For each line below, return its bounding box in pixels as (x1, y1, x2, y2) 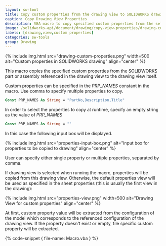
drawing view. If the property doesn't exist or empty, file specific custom (5, 220, 153, 226)
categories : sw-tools (5, 35, 50, 40)
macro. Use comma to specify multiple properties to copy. (5, 88, 124, 94)
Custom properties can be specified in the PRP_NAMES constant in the (5, 83, 150, 89)
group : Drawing (5, 40, 37, 45)
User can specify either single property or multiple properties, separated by (5, 154, 159, 161)
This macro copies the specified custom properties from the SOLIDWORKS (5, 68, 158, 74)
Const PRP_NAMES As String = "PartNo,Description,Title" (5, 98, 125, 102)
